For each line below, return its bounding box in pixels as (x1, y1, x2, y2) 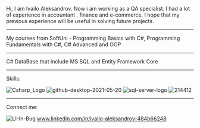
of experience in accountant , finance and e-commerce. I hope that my (6, 11, 180, 18)
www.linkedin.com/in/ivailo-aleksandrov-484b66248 (36, 115, 167, 122)
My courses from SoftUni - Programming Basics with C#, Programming (6, 35, 180, 41)
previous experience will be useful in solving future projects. (6, 18, 154, 24)
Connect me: (6, 104, 38, 110)
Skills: (6, 75, 21, 82)
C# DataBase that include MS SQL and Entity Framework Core (6, 58, 159, 65)
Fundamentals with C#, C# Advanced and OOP (6, 41, 121, 48)
